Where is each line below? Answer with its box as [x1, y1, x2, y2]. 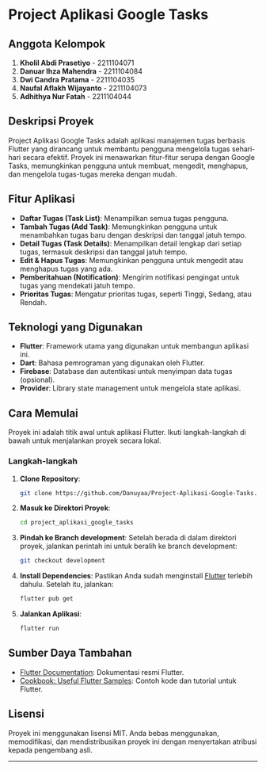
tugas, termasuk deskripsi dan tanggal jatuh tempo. [19, 247, 188, 257]
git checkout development [19, 557, 105, 565]
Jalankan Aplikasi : [19, 609, 82, 619]
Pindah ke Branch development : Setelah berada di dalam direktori [19, 533, 237, 543]
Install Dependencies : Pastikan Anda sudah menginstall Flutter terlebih [19, 571, 253, 581]
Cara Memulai [8, 406, 79, 420]
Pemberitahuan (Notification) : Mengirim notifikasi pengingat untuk [19, 272, 240, 282]
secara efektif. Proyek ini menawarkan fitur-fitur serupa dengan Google [22, 152, 256, 162]
